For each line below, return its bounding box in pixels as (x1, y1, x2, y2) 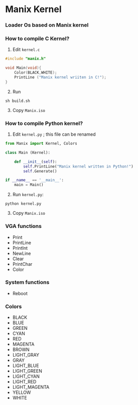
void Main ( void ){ (5, 66, 42, 71)
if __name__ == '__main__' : (5, 178, 64, 183)
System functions (5, 279, 50, 286)
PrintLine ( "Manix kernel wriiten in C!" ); (14, 75, 107, 80)
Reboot (12, 290, 28, 296)
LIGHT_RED (12, 379, 37, 385)
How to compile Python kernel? (5, 120, 83, 127)
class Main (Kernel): (5, 150, 51, 155)
